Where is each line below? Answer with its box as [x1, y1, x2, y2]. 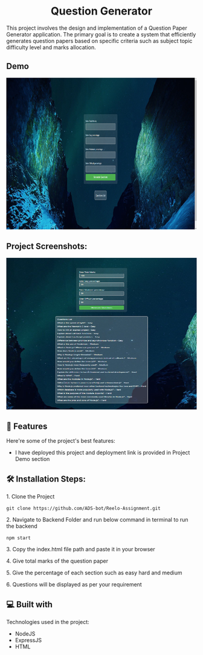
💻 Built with [6, 599, 53, 610]
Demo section [14, 455, 50, 463]
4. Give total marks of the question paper [6, 557, 109, 565]
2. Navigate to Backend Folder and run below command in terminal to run [6, 516, 188, 523]
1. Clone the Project [6, 493, 55, 500]
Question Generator [50, 4, 153, 18]
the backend [6, 523, 37, 530]
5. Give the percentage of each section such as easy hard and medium [6, 569, 182, 577]
